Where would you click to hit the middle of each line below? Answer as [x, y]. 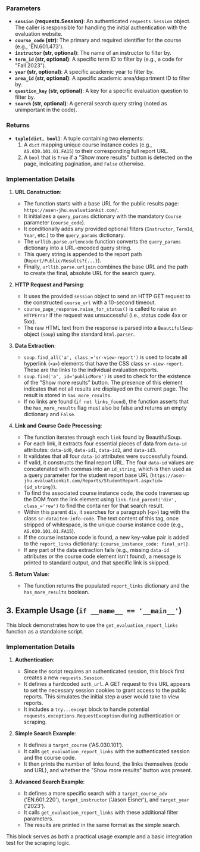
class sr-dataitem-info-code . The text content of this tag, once [101, 518]
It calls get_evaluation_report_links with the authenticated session [107, 751]
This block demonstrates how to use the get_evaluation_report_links [92, 625]
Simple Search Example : [45, 733]
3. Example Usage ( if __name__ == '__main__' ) [94, 611]
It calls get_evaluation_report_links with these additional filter [101, 812]
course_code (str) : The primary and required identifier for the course [98, 40]
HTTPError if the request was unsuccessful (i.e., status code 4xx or [105, 315]
